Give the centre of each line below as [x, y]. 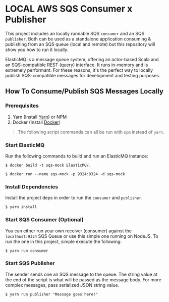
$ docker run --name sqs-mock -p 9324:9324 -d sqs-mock [65, 174]
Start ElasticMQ [25, 145]
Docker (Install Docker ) [37, 122]
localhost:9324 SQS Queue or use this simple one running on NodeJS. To [82, 236]
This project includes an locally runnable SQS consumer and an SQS [75, 33]
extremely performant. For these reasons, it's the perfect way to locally [79, 70]
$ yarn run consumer [27, 250]
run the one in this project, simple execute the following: [64, 241]
